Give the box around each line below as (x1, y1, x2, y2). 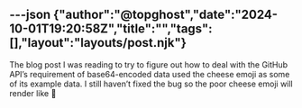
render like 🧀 (9, 87, 57, 98)
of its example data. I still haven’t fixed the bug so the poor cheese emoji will (9, 78, 293, 89)
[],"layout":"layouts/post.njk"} (9, 35, 188, 50)
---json (9, 7, 51, 22)
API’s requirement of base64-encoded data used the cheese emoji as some (9, 68, 290, 79)
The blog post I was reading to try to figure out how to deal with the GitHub (9, 58, 288, 70)
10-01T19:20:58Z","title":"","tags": (9, 22, 214, 37)
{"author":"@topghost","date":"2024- (52, 7, 278, 22)
